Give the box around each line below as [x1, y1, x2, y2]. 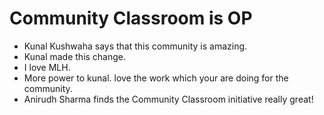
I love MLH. [23, 61, 71, 73]
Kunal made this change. [23, 50, 127, 62]
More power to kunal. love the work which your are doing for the [23, 72, 289, 84]
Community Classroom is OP [9, 7, 253, 30]
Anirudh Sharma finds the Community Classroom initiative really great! [23, 93, 314, 105]
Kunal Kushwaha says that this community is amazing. [23, 40, 248, 52]
